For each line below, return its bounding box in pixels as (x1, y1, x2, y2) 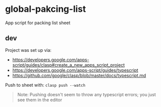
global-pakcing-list (5, 3, 86, 15)
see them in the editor (17, 97, 62, 103)
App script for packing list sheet (5, 20, 71, 26)
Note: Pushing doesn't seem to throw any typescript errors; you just (17, 91, 156, 97)
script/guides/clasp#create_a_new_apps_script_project (12, 62, 125, 68)
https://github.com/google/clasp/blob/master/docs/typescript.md (12, 72, 146, 78)
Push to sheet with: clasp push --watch (5, 82, 86, 88)
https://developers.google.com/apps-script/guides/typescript (12, 67, 139, 73)
